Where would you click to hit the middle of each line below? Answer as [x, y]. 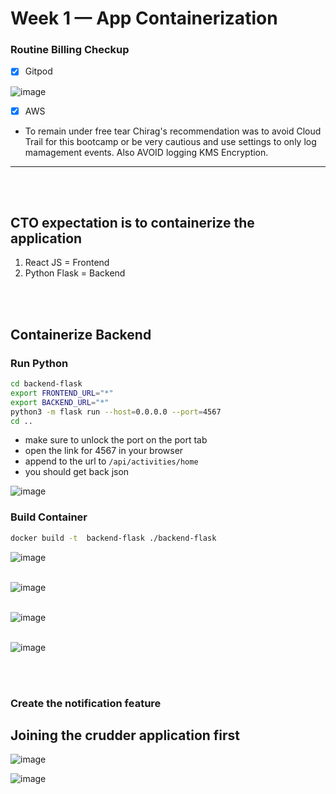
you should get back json [77, 472]
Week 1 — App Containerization [144, 18]
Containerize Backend [81, 334]
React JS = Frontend [67, 263]
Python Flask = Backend [75, 273]
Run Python [39, 363]
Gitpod [38, 71]
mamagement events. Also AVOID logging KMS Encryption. [146, 152]
